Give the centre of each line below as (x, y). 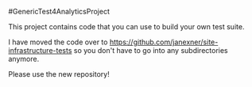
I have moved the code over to (58, 42)
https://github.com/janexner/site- (164, 42)
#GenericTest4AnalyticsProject (59, 11)
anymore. (24, 59)
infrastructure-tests (40, 50)
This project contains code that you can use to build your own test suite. (126, 26)
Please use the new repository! (59, 74)
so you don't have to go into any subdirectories (151, 50)
